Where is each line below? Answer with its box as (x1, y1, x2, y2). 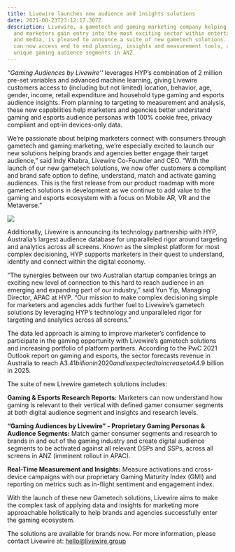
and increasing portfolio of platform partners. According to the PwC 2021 (7, 344, 218, 352)
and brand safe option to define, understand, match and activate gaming (7, 171, 216, 179)
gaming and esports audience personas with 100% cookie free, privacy (7, 113, 213, 121)
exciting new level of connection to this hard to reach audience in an (7, 278, 204, 287)
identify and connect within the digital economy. (7, 257, 146, 266)
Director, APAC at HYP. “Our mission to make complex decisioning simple (7, 293, 218, 302)
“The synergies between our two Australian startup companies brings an (7, 271, 217, 279)
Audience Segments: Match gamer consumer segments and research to (7, 429, 218, 437)
